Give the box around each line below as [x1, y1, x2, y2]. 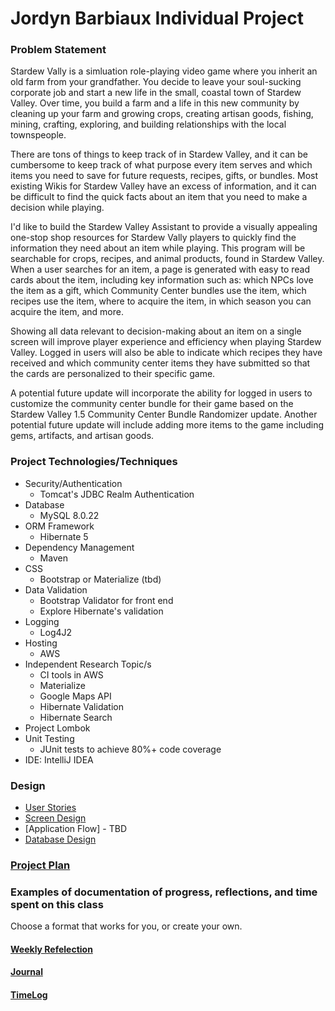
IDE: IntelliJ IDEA [24, 753, 94, 766]
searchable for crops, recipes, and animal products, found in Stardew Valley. [10, 253, 325, 265]
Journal [10, 966, 43, 978]
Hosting [24, 637, 58, 649]
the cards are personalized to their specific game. [10, 368, 216, 380]
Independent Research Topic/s [24, 658, 152, 670]
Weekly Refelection [10, 943, 93, 955]
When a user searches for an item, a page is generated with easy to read [10, 263, 311, 276]
